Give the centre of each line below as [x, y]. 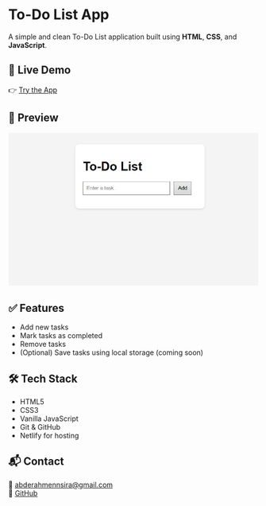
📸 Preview [33, 118]
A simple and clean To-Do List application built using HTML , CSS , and [123, 37]
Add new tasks [44, 327]
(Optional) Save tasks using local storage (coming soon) [112, 352]
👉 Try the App [33, 90]
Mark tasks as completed [61, 336]
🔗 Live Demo [40, 70]
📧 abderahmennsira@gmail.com [61, 485]
